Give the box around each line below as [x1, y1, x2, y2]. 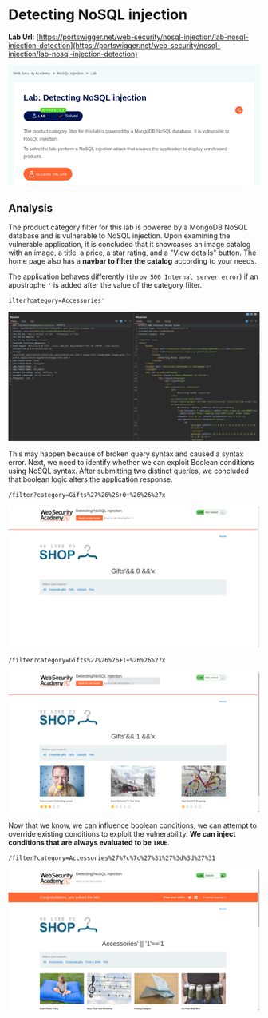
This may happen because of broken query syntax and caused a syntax [8, 449, 244, 459]
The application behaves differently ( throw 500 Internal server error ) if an [8, 272, 259, 281]
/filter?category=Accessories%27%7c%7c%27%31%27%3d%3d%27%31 [8, 854, 216, 862]
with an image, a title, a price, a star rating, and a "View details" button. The [8, 248, 257, 257]
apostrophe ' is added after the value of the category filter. [8, 280, 203, 290]
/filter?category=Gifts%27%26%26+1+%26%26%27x [8, 657, 166, 665]
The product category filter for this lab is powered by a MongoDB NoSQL [8, 222, 248, 233]
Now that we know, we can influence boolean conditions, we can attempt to [8, 821, 258, 830]
